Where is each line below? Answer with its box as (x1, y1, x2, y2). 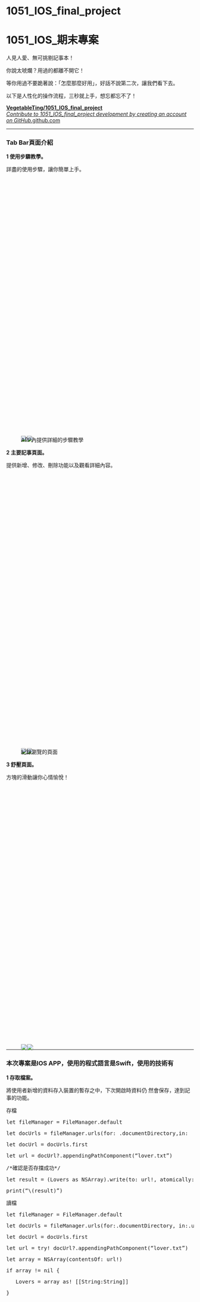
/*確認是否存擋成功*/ (6, 1164, 61, 1171)
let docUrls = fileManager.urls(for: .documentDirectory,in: (6, 1130, 189, 1137)
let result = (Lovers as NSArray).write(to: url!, (6, 1176, 157, 1183)
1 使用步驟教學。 (6, 153, 46, 160)
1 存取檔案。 (6, 1074, 36, 1081)
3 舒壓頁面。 (6, 761, 37, 768)
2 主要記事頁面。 (6, 449, 48, 456)
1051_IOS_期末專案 (6, 33, 99, 47)
